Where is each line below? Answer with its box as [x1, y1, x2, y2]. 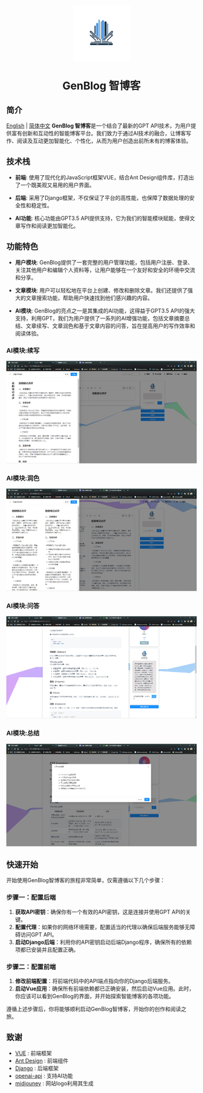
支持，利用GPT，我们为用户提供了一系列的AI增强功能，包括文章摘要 [14, 314, 185, 321]
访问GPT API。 [20, 930, 57, 938]
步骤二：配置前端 [6, 962, 56, 971]
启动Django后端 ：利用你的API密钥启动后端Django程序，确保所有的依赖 [14, 938, 192, 946]
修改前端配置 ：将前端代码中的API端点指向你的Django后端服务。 [14, 977, 174, 984]
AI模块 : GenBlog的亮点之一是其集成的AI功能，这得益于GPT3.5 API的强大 [14, 307, 195, 314]
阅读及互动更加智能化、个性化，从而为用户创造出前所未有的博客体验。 [16, 137, 192, 144]
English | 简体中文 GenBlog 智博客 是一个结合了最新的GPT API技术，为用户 [6, 122, 192, 129]
